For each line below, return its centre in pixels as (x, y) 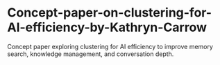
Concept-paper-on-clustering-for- (110, 13)
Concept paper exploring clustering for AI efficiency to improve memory (110, 46)
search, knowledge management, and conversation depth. (91, 54)
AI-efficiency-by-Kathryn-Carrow (107, 27)
